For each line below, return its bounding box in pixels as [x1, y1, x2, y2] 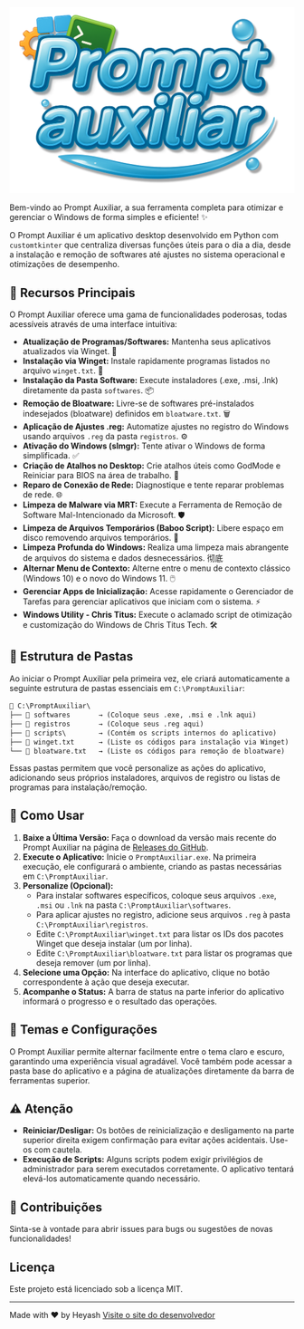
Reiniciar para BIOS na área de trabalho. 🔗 [22, 470, 179, 481]
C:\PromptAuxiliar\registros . [35, 919, 148, 929]
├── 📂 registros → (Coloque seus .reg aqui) [9, 719, 204, 728]
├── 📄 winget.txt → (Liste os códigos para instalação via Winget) [9, 737, 290, 746]
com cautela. [33, 1144, 83, 1155]
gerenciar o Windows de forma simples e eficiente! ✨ [9, 212, 208, 223]
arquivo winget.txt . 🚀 [22, 365, 104, 376]
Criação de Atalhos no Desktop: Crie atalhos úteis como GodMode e [22, 460, 281, 471]
